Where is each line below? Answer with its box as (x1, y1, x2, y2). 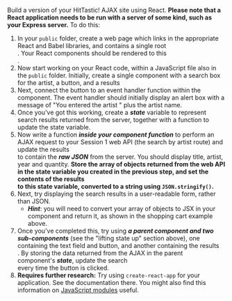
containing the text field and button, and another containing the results (17, 242, 219, 249)
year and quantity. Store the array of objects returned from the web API (17, 160, 226, 168)
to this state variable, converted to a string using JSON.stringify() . (17, 183, 214, 190)
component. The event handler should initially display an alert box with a (17, 93, 225, 102)
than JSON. (17, 197, 51, 205)
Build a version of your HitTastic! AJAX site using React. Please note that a (7, 6, 221, 14)
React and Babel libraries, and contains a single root (17, 42, 167, 49)
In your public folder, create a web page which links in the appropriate (17, 34, 219, 43)
